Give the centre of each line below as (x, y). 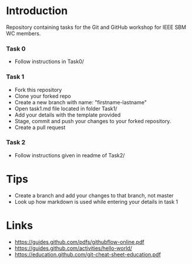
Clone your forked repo (43, 96)
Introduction (37, 11)
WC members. (23, 33)
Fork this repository (38, 90)
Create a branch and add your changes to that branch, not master (94, 195)
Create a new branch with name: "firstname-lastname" (80, 102)
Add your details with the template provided (68, 115)
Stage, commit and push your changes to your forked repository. (93, 121)
